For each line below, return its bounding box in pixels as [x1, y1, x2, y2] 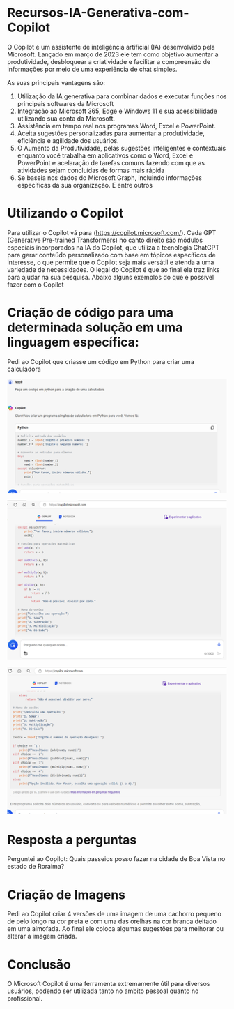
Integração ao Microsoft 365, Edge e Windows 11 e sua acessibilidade [17, 107, 218, 115]
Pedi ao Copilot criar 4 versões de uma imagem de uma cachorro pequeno [7, 910, 221, 918]
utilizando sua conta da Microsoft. [17, 114, 116, 123]
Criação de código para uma [7, 305, 174, 321]
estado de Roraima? [7, 863, 65, 871]
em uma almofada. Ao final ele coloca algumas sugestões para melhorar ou [7, 925, 224, 933]
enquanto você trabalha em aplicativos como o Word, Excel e [17, 151, 194, 160]
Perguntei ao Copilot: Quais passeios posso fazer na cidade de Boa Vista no [7, 855, 226, 863]
